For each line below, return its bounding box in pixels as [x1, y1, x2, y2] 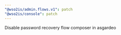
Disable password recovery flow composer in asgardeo [4, 24, 116, 30]
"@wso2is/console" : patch [4, 12, 57, 16]
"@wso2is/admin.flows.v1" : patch [4, 7, 73, 12]
